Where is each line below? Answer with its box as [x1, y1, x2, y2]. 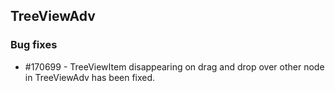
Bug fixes [10, 38, 58, 52]
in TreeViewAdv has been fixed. [24, 71, 156, 83]
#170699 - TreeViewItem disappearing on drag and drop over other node [24, 60, 325, 73]
